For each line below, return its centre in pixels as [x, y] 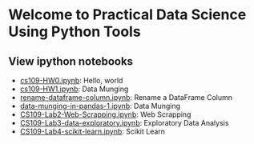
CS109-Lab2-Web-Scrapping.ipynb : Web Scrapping [105, 114]
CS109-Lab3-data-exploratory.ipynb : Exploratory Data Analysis [124, 123]
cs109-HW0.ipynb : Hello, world [71, 80]
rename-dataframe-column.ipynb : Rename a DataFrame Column [126, 97]
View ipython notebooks [71, 61]
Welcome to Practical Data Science [127, 15]
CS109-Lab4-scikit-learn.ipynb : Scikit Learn [93, 131]
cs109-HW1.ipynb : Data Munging [74, 89]
